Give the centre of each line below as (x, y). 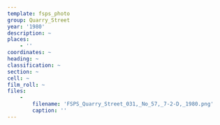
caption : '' (50, 110)
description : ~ (29, 33)
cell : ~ (19, 78)
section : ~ (23, 72)
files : (17, 91)
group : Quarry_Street (39, 20)
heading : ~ (23, 59)
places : (19, 40)
